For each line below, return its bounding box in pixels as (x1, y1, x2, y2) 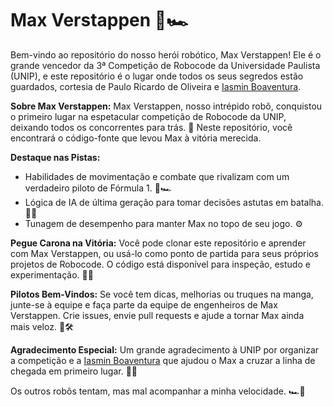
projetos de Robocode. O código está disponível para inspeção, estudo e (10, 258, 311, 270)
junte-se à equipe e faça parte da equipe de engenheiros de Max (10, 298, 278, 311)
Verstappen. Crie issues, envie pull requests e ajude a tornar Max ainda (10, 309, 305, 321)
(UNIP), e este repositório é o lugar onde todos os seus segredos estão (10, 70, 304, 82)
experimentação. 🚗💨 (10, 268, 94, 281)
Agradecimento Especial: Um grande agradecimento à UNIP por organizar (10, 343, 320, 356)
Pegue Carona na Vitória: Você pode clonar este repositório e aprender (10, 237, 307, 249)
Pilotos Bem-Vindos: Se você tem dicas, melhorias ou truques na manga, (10, 288, 314, 300)
